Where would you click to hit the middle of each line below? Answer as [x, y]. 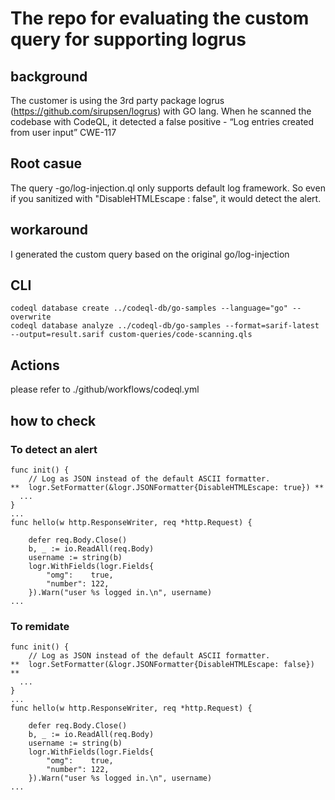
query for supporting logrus [128, 39]
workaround [49, 230]
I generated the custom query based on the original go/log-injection [150, 254]
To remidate [40, 626]
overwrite [31, 317]
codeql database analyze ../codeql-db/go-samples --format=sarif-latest [165, 326]
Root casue [46, 163]
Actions [35, 365]
